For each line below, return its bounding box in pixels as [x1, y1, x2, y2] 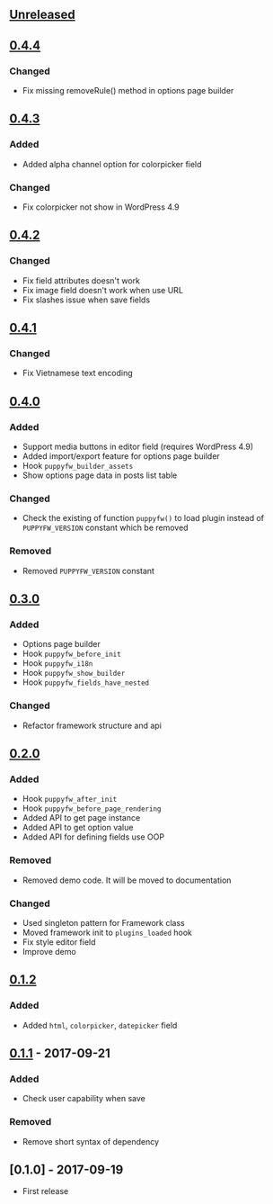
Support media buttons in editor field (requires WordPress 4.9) [22, 441, 254, 453]
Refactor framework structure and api [22, 720, 162, 731]
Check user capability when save [22, 1093, 145, 1104]
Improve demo [22, 946, 76, 957]
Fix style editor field [22, 936, 96, 948]
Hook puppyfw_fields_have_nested [22, 677, 150, 687]
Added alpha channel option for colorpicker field [22, 158, 202, 169]
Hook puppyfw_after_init [22, 794, 118, 804]
